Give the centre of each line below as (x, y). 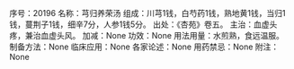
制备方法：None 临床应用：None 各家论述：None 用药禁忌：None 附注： (144, 47)
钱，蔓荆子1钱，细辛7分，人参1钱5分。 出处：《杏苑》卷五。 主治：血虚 (139, 24)
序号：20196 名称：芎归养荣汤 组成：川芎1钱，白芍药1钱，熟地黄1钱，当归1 (147, 13)
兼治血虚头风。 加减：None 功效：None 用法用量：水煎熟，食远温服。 (155, 35)
